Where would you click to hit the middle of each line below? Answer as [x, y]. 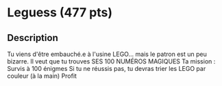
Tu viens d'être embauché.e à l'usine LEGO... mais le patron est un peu [107, 54]
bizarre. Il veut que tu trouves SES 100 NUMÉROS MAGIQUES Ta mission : [111, 61]
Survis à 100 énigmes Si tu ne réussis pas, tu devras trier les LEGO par [107, 69]
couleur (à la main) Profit [42, 76]
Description [33, 38]
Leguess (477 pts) [60, 13]
